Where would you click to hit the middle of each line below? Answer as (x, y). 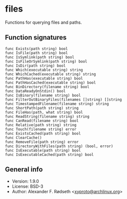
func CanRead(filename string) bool (42, 121)
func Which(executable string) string (44, 70)
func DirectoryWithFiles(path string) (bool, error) (59, 146)
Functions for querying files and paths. (43, 22)
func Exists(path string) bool (36, 49)
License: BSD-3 (28, 186)
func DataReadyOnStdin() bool (35, 91)
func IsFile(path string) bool (36, 53)
